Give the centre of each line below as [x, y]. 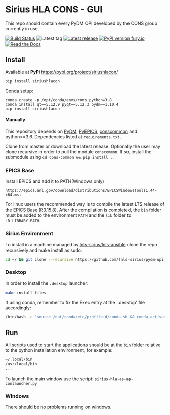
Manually [15, 120]
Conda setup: [19, 91]
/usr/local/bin [21, 364]
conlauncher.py [21, 383]
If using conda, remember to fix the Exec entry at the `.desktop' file [75, 302]
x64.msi [13, 195]
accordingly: [18, 308]
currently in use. [22, 28]
